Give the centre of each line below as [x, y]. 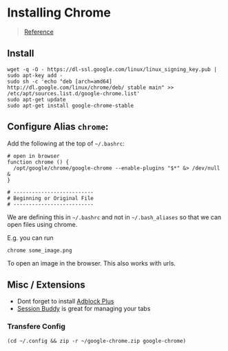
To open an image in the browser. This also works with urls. [91, 263]
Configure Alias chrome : [58, 127]
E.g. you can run [30, 238]
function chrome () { [38, 162]
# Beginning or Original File [51, 198]
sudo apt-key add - [35, 75]
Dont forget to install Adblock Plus [65, 301]
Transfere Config [36, 327]
